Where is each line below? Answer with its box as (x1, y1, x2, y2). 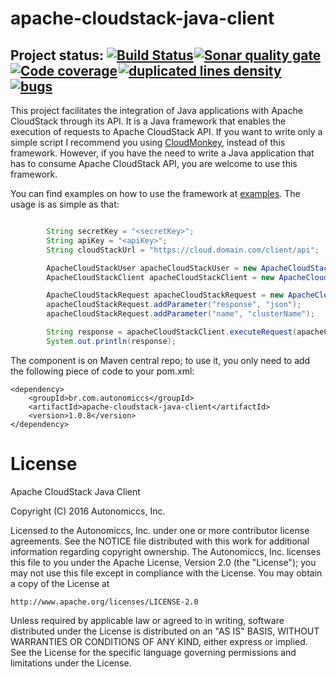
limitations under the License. (10, 657, 132, 669)
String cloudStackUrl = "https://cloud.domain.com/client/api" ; (46, 245, 320, 255)
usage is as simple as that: (10, 198, 120, 210)
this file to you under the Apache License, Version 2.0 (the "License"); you (10, 556, 317, 568)
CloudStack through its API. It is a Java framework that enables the (10, 115, 287, 127)
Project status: (10, 47, 105, 64)
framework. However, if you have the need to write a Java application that (10, 147, 315, 159)
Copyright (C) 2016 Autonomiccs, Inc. (10, 505, 166, 517)
